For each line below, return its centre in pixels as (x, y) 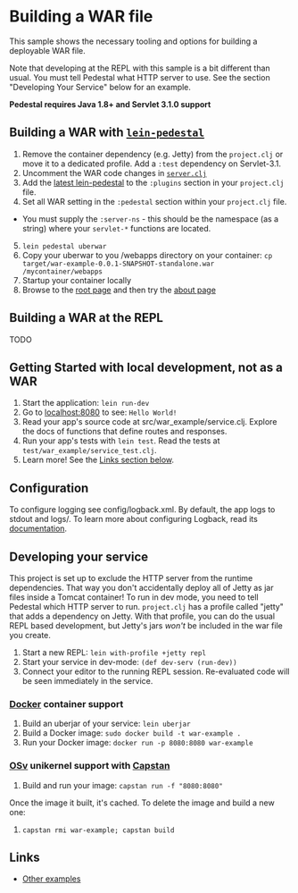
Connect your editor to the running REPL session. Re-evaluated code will (156, 671)
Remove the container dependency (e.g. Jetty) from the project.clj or (153, 154)
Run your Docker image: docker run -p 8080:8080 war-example (137, 743)
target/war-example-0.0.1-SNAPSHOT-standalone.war (118, 264)
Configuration (49, 488)
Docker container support (66, 703)
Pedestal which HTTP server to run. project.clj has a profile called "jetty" (146, 607)
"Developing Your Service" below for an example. (100, 87)
